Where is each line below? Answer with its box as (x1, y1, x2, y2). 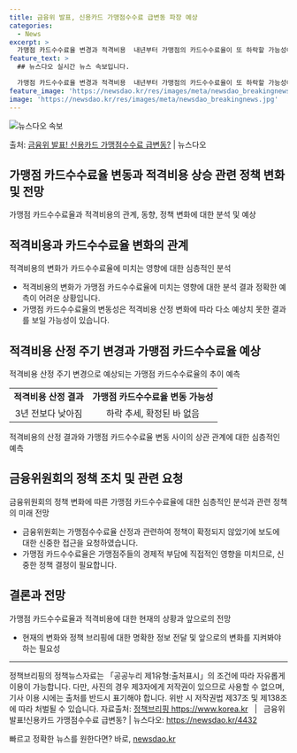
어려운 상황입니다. (38, 293, 101, 304)
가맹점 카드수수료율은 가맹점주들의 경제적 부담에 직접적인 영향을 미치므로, (21, 548, 276, 559)
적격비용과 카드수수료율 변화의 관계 (9, 237, 189, 252)
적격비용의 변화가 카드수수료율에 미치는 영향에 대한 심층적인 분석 (9, 263, 232, 274)
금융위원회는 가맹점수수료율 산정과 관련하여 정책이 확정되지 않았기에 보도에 (21, 526, 280, 537)
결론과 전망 (9, 588, 66, 603)
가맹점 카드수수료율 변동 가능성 (92, 391, 214, 403)
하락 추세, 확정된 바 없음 (105, 407, 201, 419)
